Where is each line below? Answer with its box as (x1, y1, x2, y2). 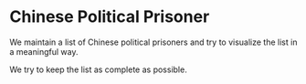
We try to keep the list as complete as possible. (9, 64, 187, 75)
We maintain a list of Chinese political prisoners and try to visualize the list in (9, 37, 298, 47)
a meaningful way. (9, 46, 79, 57)
